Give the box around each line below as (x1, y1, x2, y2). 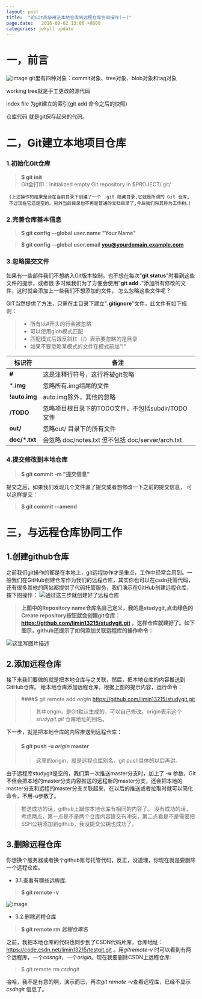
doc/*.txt (9, 435, 37, 444)
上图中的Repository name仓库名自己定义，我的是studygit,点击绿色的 (20, 604, 194, 611)
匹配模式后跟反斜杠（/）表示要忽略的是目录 (29, 335, 138, 342)
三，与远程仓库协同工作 (6, 526, 123, 540)
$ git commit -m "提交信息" (20, 470, 90, 477)
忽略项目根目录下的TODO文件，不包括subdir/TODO (43, 405, 188, 413)
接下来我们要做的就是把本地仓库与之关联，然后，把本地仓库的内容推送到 (6, 676, 185, 683)
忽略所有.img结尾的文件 (43, 382, 109, 390)
